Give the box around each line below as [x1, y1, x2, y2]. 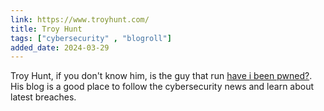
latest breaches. [10, 91, 77, 103]
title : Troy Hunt [10, 24, 83, 34]
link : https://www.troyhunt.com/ [10, 14, 150, 25]
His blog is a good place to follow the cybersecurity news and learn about [10, 81, 315, 93]
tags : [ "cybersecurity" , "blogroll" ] [10, 33, 172, 43]
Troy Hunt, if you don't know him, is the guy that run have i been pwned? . [10, 70, 313, 82]
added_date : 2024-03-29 [10, 42, 110, 53]
